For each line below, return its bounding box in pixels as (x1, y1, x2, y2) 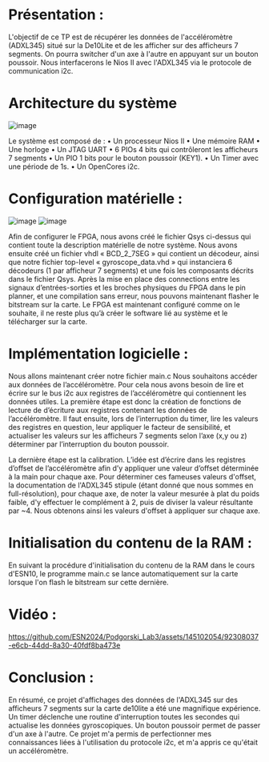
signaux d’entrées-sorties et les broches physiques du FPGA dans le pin (8, 283, 247, 292)
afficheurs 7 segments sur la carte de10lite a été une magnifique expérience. (8, 703, 261, 713)
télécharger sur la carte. (8, 316, 88, 326)
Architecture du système (8, 94, 178, 113)
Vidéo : (8, 605, 57, 624)
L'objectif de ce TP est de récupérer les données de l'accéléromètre (8, 32, 233, 42)
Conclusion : (8, 668, 94, 686)
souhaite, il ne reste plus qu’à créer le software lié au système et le (8, 308, 228, 318)
